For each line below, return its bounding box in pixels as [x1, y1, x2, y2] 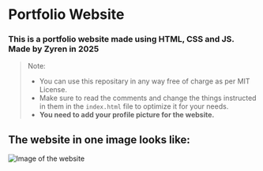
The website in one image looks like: [8, 132, 191, 147]
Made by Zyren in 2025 [8, 43, 100, 54]
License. [39, 85, 67, 95]
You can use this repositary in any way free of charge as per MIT [39, 76, 250, 86]
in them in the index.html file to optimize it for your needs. [39, 102, 229, 111]
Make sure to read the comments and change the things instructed [39, 93, 257, 103]
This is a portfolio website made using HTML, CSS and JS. [8, 34, 235, 45]
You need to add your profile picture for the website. [39, 110, 215, 120]
